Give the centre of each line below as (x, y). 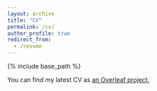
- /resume (28, 46)
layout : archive (31, 14)
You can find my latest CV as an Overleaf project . (78, 80)
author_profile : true (39, 33)
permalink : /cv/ (31, 27)
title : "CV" (25, 20)
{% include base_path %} (44, 66)
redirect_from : (29, 40)
